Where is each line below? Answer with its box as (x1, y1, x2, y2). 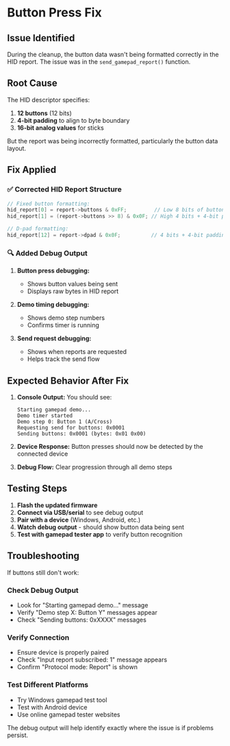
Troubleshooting (7, 550, 80, 562)
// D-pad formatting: (7, 225, 69, 233)
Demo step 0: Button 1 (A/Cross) (16, 418, 113, 425)
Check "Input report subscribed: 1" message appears (16, 655, 168, 664)
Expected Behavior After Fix (7, 375, 129, 386)
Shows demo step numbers (27, 314, 105, 322)
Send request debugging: (16, 334, 92, 342)
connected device (16, 450, 68, 458)
